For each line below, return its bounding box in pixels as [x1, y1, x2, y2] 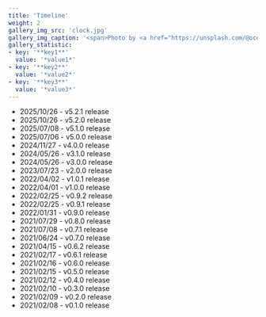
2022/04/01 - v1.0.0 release [19, 183, 111, 193]
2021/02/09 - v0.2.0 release [19, 292, 112, 302]
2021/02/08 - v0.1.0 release [19, 300, 110, 310]
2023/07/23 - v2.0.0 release [19, 166, 112, 175]
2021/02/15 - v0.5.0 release [19, 267, 110, 277]
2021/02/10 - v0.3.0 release [19, 284, 110, 293]
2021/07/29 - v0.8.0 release [19, 216, 111, 226]
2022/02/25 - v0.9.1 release [19, 200, 111, 209]
